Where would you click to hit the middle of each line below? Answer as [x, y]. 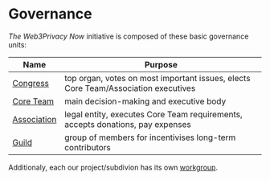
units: [17, 44]
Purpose [161, 64]
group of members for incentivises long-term [150, 137]
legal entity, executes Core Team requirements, [153, 114]
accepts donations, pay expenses [127, 124]
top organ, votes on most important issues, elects [157, 78]
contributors [87, 147]
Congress [31, 83]
